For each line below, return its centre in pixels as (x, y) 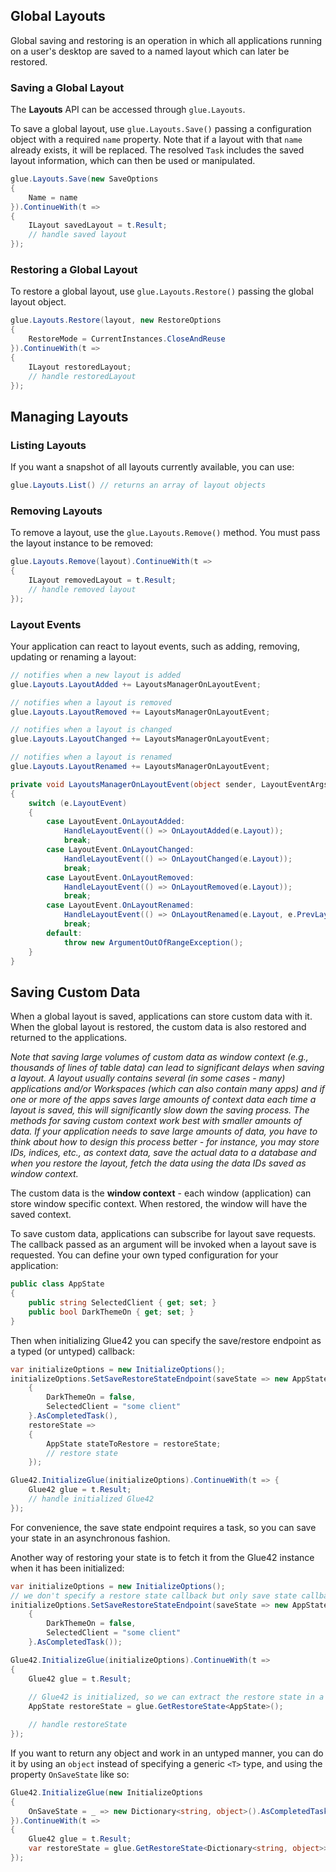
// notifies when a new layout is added (96, 675)
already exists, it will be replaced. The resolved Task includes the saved (157, 150)
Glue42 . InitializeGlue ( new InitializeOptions (106, 1792)
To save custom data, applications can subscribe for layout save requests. (163, 1234)
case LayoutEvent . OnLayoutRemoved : (120, 877)
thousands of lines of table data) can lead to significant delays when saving (167, 1068)
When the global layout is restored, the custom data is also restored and (158, 1027)
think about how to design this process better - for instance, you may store (165, 1142)
